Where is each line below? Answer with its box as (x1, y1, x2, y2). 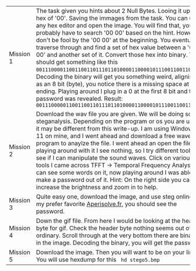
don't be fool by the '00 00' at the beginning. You (36, 36, 171, 44)
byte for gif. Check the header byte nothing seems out (36, 224, 185, 232)
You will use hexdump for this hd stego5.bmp (36, 256, 160, 263)
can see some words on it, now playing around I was (36, 169, 180, 176)
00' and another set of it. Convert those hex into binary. (36, 51, 188, 59)
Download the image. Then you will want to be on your (36, 248, 185, 256)
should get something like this (36, 58, 118, 66)
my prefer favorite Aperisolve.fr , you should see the (36, 200, 177, 208)
